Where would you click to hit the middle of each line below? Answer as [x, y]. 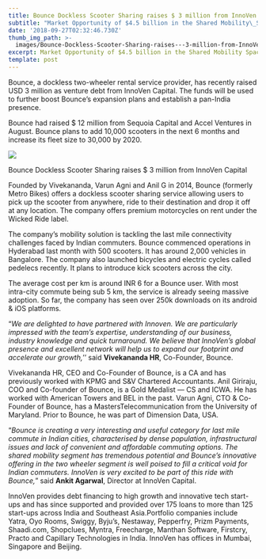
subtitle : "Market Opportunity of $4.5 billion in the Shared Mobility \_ [133, 23]
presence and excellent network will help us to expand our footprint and [126, 348]
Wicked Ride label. [38, 219]
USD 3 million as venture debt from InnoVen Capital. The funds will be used [131, 90]
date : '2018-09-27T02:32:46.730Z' [65, 30]
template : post [33, 60]
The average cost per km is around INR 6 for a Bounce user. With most [123, 283]
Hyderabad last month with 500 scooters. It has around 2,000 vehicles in [127, 251]
